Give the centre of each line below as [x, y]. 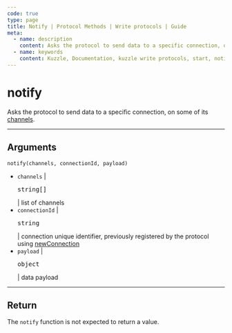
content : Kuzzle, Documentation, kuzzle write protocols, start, [116, 59]
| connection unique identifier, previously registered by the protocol [113, 236]
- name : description [43, 39]
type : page [23, 20]
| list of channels [41, 202]
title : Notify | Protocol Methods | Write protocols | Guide [97, 26]
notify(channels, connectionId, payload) [68, 163]
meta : [15, 33]
